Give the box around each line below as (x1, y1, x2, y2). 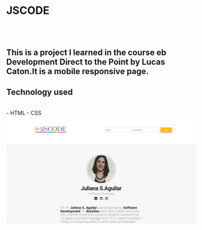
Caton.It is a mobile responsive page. (6, 66, 149, 77)
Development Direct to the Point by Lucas (6, 57, 165, 67)
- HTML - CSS (6, 109, 42, 117)
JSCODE (6, 4, 50, 18)
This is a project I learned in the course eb (6, 48, 167, 58)
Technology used (6, 87, 74, 97)
